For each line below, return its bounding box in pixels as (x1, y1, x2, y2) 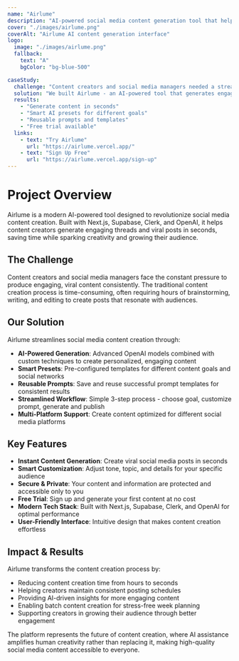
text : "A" (20, 57, 50, 64)
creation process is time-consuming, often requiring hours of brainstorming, (7, 288, 230, 296)
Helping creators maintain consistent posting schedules (17, 586, 181, 595)
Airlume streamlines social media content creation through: (7, 335, 181, 343)
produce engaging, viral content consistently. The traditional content (7, 280, 208, 289)
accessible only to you (17, 487, 84, 496)
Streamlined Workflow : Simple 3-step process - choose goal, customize (17, 394, 232, 403)
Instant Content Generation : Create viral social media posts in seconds (17, 457, 228, 465)
